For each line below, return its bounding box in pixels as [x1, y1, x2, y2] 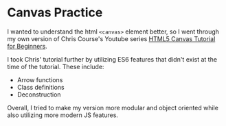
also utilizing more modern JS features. [7, 111, 119, 119]
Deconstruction [16, 90, 61, 99]
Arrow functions [16, 75, 63, 84]
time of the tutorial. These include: [7, 62, 104, 71]
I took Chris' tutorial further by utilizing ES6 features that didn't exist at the [7, 55, 218, 63]
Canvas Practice [7, 5, 103, 21]
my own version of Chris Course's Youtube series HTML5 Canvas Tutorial [7, 34, 216, 42]
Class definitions [16, 83, 65, 91]
